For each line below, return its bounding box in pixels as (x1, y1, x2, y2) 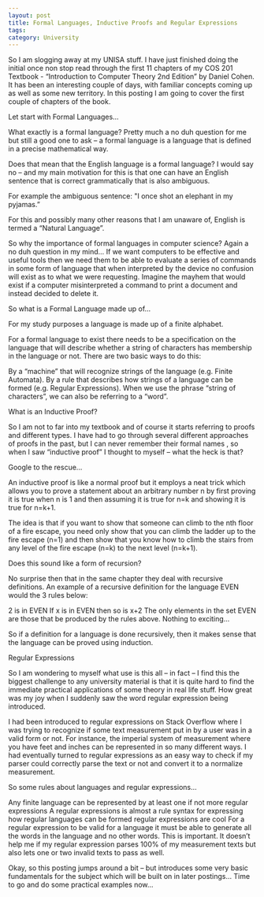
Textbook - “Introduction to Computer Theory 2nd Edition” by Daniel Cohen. (8, 72, 255, 81)
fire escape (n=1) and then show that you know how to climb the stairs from (8, 535, 254, 544)
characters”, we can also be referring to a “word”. (8, 391, 169, 402)
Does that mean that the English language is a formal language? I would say (8, 159, 254, 169)
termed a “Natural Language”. (8, 224, 105, 233)
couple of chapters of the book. (8, 97, 111, 106)
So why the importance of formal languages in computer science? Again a (8, 239, 249, 248)
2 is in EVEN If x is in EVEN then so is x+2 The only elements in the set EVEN (8, 606, 256, 615)
